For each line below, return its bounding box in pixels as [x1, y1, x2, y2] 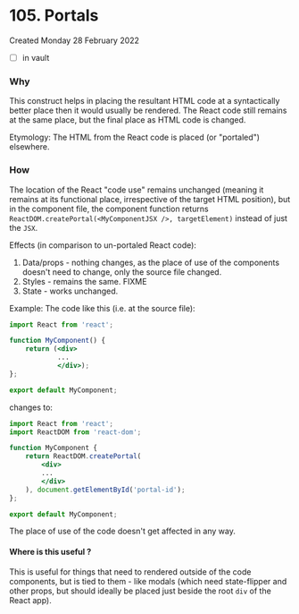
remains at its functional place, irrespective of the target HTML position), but [9, 193, 291, 204]
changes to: [9, 402, 54, 413]
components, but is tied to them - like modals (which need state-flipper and [9, 576, 287, 586]
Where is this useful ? [9, 547, 92, 558]
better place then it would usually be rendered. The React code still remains [9, 105, 287, 116]
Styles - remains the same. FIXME [21, 276, 147, 286]
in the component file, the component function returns [9, 203, 209, 214]
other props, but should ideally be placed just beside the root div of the [9, 585, 272, 596]
